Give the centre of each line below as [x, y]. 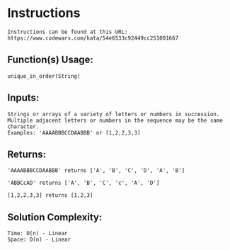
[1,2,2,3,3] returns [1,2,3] [50, 195]
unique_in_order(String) [44, 76]
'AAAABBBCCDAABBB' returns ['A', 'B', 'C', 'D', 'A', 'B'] [96, 171]
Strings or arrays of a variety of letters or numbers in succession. [114, 114]
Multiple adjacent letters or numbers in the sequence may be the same [115, 120]
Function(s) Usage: [51, 60]
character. [23, 126]
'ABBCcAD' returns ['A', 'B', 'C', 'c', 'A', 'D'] [84, 183]
